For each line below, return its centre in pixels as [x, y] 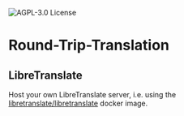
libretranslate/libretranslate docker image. [78, 103]
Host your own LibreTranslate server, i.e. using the [92, 95]
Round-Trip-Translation [89, 45]
